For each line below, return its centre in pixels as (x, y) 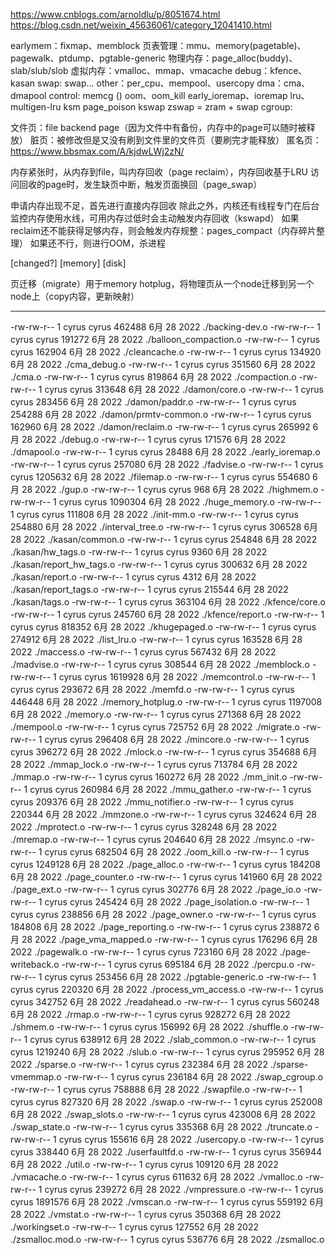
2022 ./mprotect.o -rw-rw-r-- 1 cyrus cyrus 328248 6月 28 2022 (144, 827)
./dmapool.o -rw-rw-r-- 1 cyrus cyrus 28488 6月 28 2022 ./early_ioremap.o (165, 452)
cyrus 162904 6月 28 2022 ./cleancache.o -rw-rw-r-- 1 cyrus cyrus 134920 (166, 352)
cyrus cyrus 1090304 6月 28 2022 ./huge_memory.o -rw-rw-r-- (190, 502)
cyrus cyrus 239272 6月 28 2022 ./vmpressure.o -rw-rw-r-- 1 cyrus (184, 1189)
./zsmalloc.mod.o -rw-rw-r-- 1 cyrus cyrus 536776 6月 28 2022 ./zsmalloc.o (167, 1239)
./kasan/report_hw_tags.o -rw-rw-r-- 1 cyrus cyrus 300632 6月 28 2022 (159, 564)
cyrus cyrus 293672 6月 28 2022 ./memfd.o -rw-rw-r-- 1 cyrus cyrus (152, 689)
